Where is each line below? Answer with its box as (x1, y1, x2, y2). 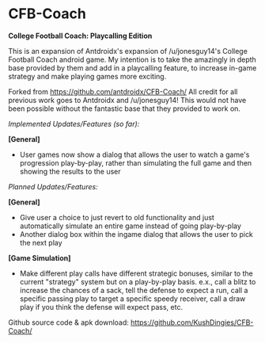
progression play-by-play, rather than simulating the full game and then (19, 158, 252, 167)
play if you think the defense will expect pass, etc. (19, 302, 184, 311)
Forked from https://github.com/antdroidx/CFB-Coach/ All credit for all (8, 86, 238, 96)
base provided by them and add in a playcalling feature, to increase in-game (8, 63, 257, 72)
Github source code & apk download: (8, 318, 129, 327)
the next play (19, 238, 62, 247)
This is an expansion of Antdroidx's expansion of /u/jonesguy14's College (8, 46, 248, 55)
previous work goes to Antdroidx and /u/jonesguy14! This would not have (8, 95, 247, 105)
